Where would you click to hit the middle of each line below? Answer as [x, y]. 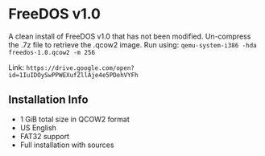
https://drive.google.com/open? [80, 68]
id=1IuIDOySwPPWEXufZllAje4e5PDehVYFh [73, 75]
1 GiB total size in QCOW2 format [75, 119]
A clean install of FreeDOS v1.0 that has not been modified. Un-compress [130, 36]
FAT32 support [45, 136]
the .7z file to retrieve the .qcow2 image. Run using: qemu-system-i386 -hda [132, 44]
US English [38, 127]
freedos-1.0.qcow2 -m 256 [52, 52]
